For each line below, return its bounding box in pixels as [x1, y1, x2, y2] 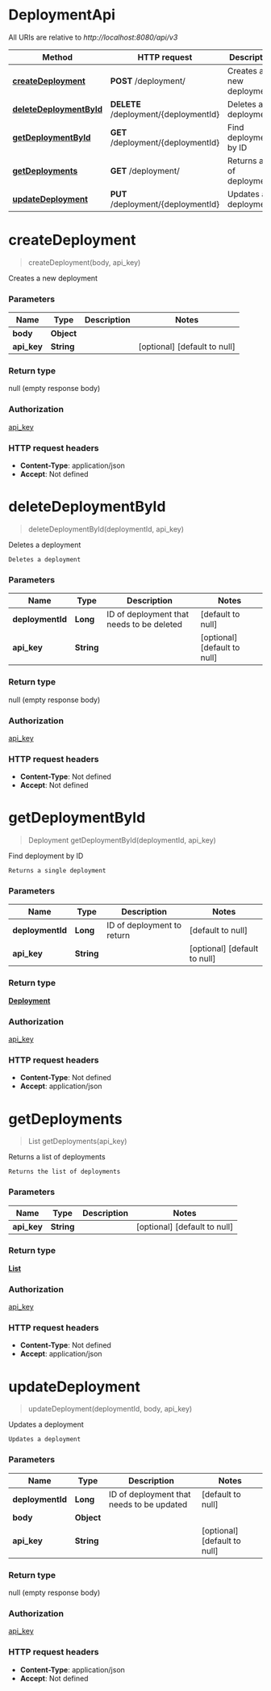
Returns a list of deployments [8, 1152, 106, 1162]
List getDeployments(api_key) [27, 1137, 127, 1146]
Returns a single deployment [8, 867, 106, 875]
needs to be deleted [106, 619, 183, 630]
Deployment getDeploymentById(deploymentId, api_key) [27, 835, 216, 845]
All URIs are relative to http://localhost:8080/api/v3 [8, 32, 178, 42]
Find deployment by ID [8, 851, 84, 861]
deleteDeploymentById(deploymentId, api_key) [27, 524, 184, 534]
